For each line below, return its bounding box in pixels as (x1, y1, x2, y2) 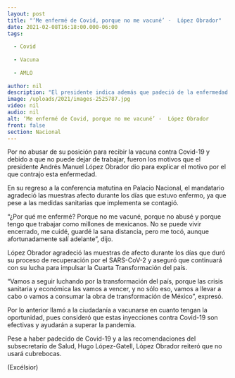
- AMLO (13, 69, 33, 76)
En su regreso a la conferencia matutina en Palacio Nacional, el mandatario (7, 184, 225, 193)
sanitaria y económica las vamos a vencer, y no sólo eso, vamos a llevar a (7, 285, 222, 293)
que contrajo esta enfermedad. (7, 170, 97, 178)
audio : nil (7, 109, 39, 116)
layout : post (7, 10, 46, 18)
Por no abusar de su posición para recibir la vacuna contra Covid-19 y (7, 147, 210, 156)
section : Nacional (7, 128, 61, 135)
